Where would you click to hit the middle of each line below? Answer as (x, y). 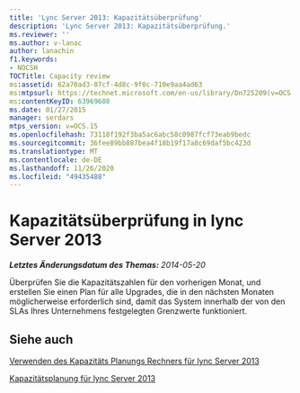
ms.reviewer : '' (40, 34)
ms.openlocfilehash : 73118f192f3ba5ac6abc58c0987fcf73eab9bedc (130, 135)
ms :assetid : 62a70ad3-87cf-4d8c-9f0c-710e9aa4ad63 (106, 85)
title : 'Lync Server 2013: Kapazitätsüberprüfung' (106, 18)
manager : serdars (42, 118)
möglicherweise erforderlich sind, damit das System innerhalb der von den (147, 301)
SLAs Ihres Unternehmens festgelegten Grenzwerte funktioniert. (128, 311)
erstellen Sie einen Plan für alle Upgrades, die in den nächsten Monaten (142, 292)
